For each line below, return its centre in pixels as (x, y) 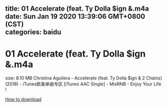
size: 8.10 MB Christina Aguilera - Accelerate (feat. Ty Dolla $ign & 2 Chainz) (84, 78)
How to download (23, 99)
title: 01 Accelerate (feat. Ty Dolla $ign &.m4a (77, 9)
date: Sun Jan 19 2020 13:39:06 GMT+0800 (75, 17)
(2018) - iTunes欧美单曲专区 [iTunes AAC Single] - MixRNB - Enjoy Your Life (83, 84)
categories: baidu (33, 32)
